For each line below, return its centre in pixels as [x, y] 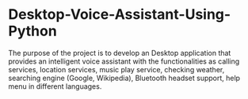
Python [32, 31]
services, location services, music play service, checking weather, [116, 69]
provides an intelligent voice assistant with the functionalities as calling [124, 61]
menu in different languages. [55, 86]
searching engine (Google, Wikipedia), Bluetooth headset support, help [124, 78]
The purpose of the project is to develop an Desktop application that [120, 53]
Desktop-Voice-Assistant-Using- [120, 15]
